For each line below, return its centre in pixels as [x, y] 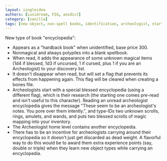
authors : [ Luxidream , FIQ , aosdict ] [43, 14]
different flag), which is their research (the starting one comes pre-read [85, 95]
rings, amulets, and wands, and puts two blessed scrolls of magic [79, 116]
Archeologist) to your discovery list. [49, 69]
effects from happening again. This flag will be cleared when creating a [85, 79]
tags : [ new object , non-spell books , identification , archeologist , [78, 24]
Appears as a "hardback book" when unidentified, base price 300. [80, 47]
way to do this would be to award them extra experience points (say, [82, 143]
